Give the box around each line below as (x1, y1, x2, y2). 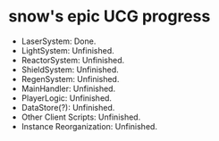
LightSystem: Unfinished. (21, 45, 114, 55)
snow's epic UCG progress (8, 6, 211, 27)
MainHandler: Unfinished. (21, 83, 116, 94)
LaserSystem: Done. (21, 36, 97, 46)
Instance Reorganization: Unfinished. (21, 120, 158, 131)
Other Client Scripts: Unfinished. (21, 112, 141, 122)
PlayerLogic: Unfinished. (21, 92, 113, 104)
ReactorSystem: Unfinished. (21, 54, 125, 65)
